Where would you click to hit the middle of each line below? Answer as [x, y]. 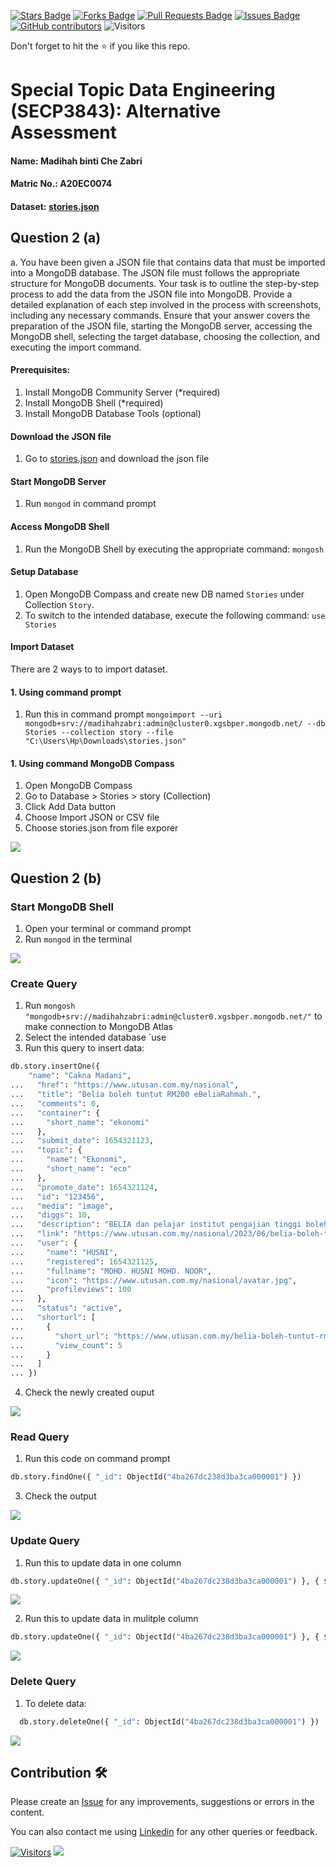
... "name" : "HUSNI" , [64, 1252]
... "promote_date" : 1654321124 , [84, 1187]
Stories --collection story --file [99, 733]
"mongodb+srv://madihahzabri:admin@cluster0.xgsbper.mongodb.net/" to [173, 1016]
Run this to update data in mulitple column [111, 1619]
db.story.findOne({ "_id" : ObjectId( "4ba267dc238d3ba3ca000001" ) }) [156, 1477]
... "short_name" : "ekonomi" [80, 1122]
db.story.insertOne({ [55, 1066]
